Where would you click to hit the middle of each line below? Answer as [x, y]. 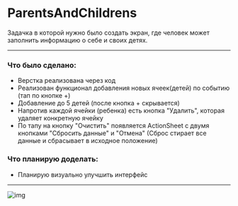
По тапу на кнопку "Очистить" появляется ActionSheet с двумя [113, 126]
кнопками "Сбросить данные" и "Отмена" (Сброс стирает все [112, 133]
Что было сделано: [42, 65]
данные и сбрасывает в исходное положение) [87, 141]
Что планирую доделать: [53, 159]
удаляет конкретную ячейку [61, 118]
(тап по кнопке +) [44, 96]
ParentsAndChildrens [72, 13]
